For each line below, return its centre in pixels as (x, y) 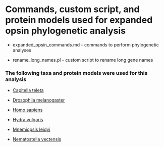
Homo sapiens (28, 110)
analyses (22, 50)
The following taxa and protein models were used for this (76, 73)
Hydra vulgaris (28, 120)
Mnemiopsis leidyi (31, 129)
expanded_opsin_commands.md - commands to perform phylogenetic (86, 44)
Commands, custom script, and (72, 9)
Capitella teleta (28, 90)
